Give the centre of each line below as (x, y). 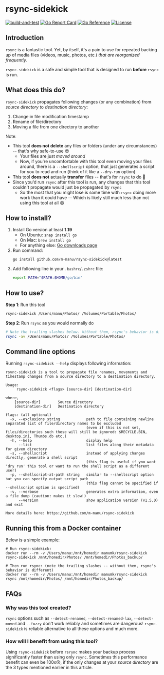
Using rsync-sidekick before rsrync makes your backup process (71, 652)
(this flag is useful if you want (121, 462)
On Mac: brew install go (45, 240)
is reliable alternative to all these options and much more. (82, 629)
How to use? (25, 293)
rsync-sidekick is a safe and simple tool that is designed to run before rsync (82, 69)
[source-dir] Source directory (54, 402)
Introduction (25, 38)
